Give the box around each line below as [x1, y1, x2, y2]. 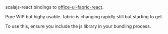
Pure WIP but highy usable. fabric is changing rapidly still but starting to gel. [5, 14, 163, 19]
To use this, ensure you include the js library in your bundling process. [5, 23, 151, 29]
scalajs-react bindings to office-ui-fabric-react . [5, 4, 104, 10]
